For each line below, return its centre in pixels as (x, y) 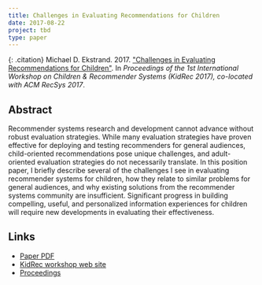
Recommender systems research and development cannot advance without (131, 129)
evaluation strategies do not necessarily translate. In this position (142, 162)
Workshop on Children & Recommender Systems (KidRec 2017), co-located (131, 76)
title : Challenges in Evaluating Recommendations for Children (114, 15)
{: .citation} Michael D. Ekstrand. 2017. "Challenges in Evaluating (112, 60)
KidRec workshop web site (63, 264)
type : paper (28, 37)
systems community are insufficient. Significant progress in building (118, 196)
